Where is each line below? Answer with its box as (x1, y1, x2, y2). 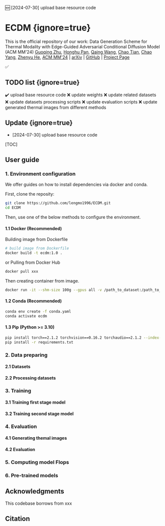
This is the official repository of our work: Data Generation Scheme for (5, 38, 147, 44)
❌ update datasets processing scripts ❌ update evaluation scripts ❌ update (5, 99, 158, 105)
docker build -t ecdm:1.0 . (5, 250, 63, 256)
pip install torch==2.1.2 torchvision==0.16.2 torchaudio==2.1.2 (5, 335, 141, 340)
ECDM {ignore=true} (5, 22, 91, 34)
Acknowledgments (5, 487, 65, 495)
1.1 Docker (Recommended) (5, 225, 62, 231)
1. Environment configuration (5, 170, 76, 177)
